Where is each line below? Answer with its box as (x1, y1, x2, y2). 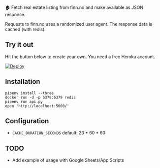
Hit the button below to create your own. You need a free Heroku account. (5, 54, 155, 60)
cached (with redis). (5, 27, 46, 32)
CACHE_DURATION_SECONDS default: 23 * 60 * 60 (12, 130, 106, 136)
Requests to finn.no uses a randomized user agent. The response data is (5, 21, 153, 27)
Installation (5, 77, 40, 86)
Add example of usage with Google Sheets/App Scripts (12, 157, 124, 163)
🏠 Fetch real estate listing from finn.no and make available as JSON (5, 4, 144, 10)
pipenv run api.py (5, 99, 43, 104)
